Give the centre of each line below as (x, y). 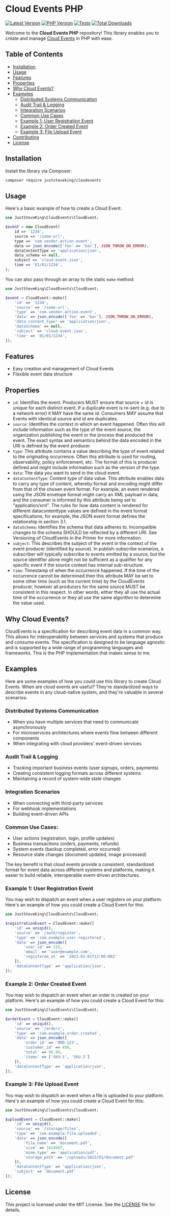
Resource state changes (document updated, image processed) (79, 854)
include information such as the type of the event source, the (77, 429)
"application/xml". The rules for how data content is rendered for (80, 505)
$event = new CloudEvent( (33, 227)
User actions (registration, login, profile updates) (64, 838)
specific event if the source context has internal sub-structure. (78, 565)
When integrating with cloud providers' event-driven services (77, 744)
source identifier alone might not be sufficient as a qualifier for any (82, 560)
